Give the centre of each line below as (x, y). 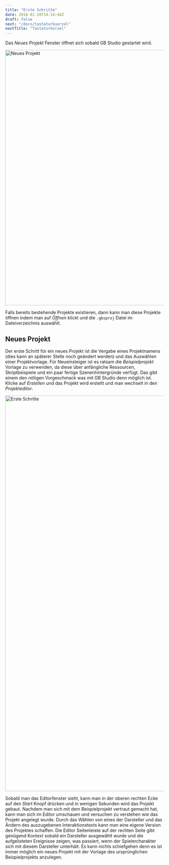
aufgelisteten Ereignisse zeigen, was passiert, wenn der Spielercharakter (81, 841)
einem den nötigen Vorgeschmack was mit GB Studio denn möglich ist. (79, 377)
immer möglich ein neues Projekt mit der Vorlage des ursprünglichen (76, 851)
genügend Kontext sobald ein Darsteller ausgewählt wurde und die (74, 835)
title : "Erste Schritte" (31, 10)
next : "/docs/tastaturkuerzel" (38, 24)
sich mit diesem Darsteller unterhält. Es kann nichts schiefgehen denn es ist (84, 846)
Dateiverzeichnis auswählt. (33, 323)
